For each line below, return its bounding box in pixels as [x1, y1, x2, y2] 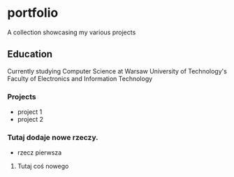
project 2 [17, 115, 44, 124]
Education [7, 48, 53, 60]
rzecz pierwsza [17, 148, 62, 157]
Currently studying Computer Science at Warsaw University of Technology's [7, 66, 227, 75]
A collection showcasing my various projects [7, 28, 136, 36]
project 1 [17, 108, 43, 116]
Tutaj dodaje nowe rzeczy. [7, 132, 99, 142]
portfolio [7, 5, 59, 21]
